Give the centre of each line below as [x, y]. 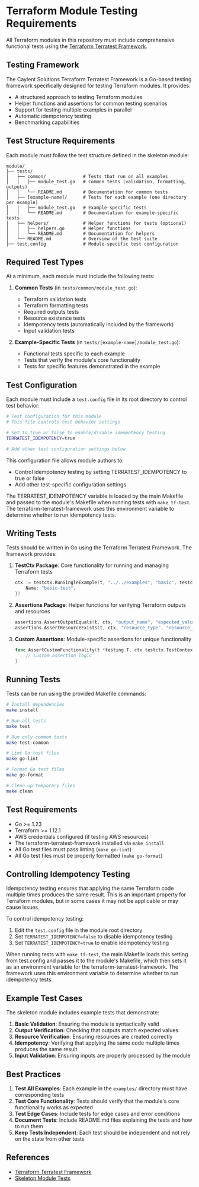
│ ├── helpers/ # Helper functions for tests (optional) [96, 223]
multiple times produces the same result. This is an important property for [96, 895]
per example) [22, 202]
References [28, 1158]
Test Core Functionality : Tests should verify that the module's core [97, 1101]
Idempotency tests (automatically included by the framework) [99, 324]
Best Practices [33, 1074]
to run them [29, 1126]
